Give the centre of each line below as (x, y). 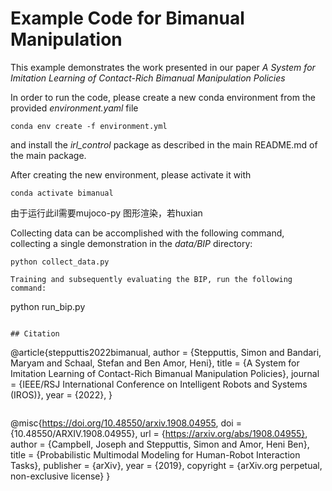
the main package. (48, 155)
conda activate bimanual (62, 193)
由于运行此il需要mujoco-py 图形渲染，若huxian (106, 213)
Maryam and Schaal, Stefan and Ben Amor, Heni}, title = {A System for (155, 363)
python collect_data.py (60, 262)
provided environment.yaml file (74, 108)
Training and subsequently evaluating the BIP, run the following (151, 279)
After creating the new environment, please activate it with (131, 174)
